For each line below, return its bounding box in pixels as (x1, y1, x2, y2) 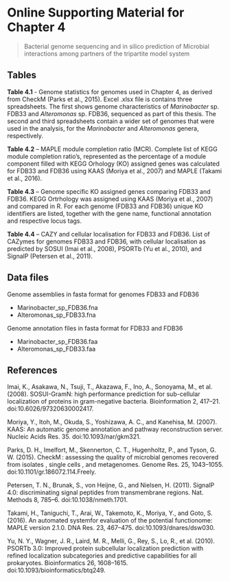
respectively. (7, 131, 43, 140)
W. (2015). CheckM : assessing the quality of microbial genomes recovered (7, 453, 219, 461)
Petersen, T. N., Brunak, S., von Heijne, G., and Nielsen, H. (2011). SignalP (7, 481, 215, 490)
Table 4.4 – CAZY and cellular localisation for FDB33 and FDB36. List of (7, 230, 211, 238)
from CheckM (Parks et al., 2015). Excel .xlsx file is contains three (7, 95, 192, 103)
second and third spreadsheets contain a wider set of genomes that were (7, 117, 215, 125)
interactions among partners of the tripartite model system (23, 50, 190, 58)
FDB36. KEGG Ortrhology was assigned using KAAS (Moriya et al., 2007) (7, 195, 214, 203)
